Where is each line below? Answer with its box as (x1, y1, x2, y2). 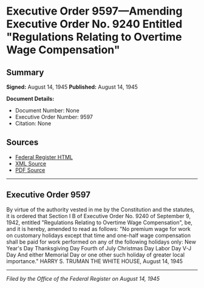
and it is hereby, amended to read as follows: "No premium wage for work (6, 225, 191, 232)
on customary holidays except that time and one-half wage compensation (6, 231, 191, 239)
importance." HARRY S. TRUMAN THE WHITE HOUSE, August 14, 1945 (6, 257, 183, 265)
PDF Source (15, 166, 46, 174)
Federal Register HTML (15, 153, 73, 160)
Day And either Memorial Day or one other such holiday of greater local (6, 251, 185, 258)
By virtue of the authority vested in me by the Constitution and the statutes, (6, 205, 195, 213)
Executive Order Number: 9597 (15, 114, 93, 120)
